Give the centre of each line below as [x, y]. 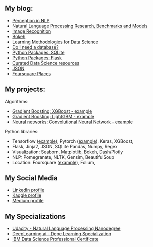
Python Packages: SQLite [38, 52]
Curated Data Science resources [46, 63]
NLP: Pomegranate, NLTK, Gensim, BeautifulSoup [63, 157]
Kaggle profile [27, 195]
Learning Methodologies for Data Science [55, 42]
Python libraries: [22, 131]
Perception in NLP [31, 20]
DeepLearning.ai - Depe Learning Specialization [62, 234]
